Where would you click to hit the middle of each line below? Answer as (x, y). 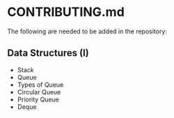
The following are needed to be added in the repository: (87, 31)
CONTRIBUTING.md (66, 12)
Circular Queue (39, 92)
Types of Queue (40, 85)
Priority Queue (38, 99)
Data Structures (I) (48, 53)
